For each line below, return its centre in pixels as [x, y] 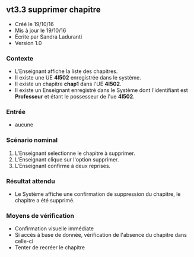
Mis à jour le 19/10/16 [40, 30]
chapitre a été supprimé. [45, 200]
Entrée [16, 112]
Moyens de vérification [40, 215]
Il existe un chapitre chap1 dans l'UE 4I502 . [68, 84]
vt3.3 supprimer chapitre [53, 10]
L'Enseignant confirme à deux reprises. [63, 166]
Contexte [20, 58]
